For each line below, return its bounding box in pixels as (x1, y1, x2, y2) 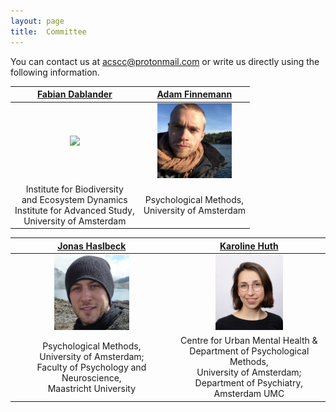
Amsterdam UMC (213, 388, 285, 399)
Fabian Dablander (36, 88, 113, 100)
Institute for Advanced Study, (14, 204, 135, 216)
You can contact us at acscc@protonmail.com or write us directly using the (10, 55, 320, 67)
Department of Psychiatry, (194, 377, 304, 389)
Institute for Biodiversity (25, 183, 124, 195)
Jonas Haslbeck (57, 240, 127, 252)
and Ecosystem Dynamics (21, 193, 128, 205)
